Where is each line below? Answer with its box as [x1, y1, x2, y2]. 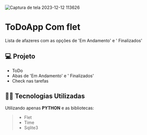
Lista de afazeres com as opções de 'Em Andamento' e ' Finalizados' [5, 37, 143, 43]
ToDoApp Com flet [5, 22, 81, 33]
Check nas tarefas [12, 78, 49, 84]
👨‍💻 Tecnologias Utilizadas [5, 92, 85, 101]
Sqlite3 [24, 124, 39, 131]
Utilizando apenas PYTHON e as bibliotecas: [5, 105, 94, 111]
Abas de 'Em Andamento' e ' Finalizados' [12, 73, 94, 79]
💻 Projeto [5, 52, 35, 61]
